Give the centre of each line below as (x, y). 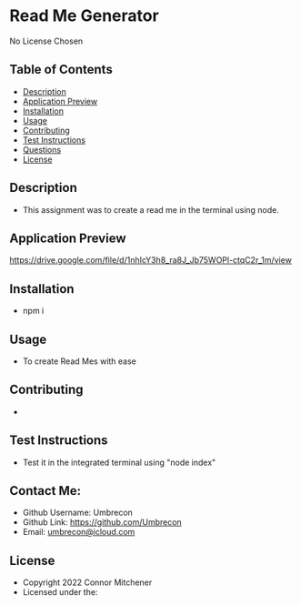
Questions (42, 149)
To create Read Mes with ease (79, 361)
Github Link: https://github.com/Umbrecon (102, 522)
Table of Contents (61, 70)
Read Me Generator (84, 16)
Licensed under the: (60, 592)
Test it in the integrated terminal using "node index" (119, 462)
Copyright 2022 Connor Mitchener (87, 582)
